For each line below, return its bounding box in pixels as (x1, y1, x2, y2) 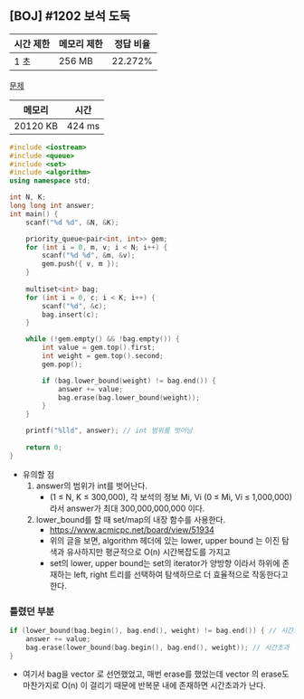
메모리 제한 (58, 37, 104, 50)
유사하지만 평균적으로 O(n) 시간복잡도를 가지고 (66, 546, 231, 557)
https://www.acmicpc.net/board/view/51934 (49, 524, 215, 535)
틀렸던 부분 (9, 605, 55, 618)
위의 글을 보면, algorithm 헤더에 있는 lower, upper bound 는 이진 (49, 534, 280, 545)
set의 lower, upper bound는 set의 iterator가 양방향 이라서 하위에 (49, 557, 280, 568)
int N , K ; (9, 193, 47, 202)
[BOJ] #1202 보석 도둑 (9, 8, 131, 24)
